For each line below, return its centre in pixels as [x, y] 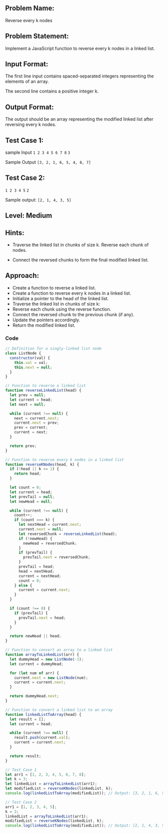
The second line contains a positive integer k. [52, 91]
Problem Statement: [37, 36]
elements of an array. [27, 81]
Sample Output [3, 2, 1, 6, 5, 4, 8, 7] [48, 162]
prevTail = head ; [36, 567]
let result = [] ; [28, 719]
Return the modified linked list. [44, 325]
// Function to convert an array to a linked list [59, 650]
